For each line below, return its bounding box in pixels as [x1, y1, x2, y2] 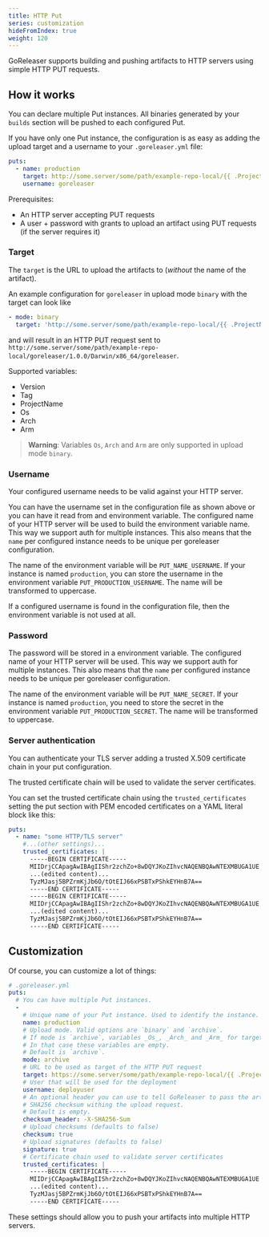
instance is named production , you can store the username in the [8, 569, 223, 578]
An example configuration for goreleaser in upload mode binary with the [8, 289, 247, 298]
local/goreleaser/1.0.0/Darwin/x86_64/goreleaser [8, 352, 178, 360]
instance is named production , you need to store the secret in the [8, 698, 224, 708]
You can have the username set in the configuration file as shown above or [8, 502, 255, 512]
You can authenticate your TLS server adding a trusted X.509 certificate [8, 753, 247, 763]
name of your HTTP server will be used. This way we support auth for [8, 657, 239, 667]
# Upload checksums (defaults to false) [22, 1123, 159, 1131]
